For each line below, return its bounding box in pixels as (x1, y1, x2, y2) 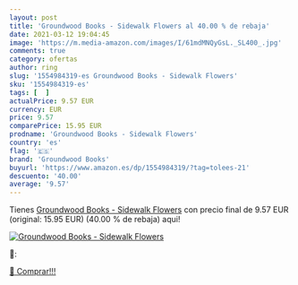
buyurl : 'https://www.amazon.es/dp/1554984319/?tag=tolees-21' (9, 163, 251, 172)
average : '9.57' (9, 180, 70, 189)
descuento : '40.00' (9, 171, 82, 180)
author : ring (9, 64, 58, 73)
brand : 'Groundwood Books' (9, 154, 110, 164)
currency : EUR (9, 105, 63, 114)
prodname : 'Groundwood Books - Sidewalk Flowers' (9, 130, 199, 139)
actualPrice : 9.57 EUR (9, 96, 94, 106)
